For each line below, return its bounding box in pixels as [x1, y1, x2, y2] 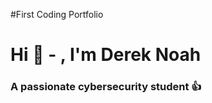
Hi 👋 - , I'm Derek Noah [10, 44, 202, 66]
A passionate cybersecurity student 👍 [10, 80, 202, 94]
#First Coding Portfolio [10, 9, 104, 20]
